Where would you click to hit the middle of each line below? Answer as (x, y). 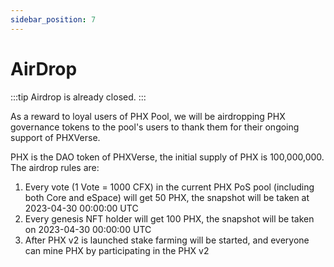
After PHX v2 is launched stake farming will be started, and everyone (167, 240)
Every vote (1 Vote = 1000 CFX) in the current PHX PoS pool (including (169, 187)
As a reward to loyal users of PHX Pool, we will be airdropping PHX (148, 116)
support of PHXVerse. (55, 137)
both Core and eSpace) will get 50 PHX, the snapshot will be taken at (167, 197)
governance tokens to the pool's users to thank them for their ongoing (155, 127)
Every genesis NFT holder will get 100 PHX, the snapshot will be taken (169, 218)
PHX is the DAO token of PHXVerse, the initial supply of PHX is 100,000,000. (167, 157)
